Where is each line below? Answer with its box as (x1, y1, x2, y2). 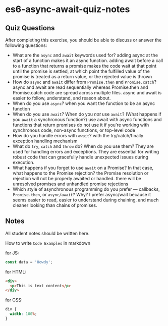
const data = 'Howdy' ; (5, 259, 53, 264)
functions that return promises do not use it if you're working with (12, 122, 149, 128)
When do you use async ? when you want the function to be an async (12, 100, 155, 106)
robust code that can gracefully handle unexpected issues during (12, 154, 149, 160)
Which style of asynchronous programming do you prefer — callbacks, (12, 186, 160, 192)
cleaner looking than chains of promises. (12, 202, 97, 208)
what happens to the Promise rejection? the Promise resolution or (12, 170, 149, 176)
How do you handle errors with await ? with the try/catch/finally (12, 133, 144, 138)
